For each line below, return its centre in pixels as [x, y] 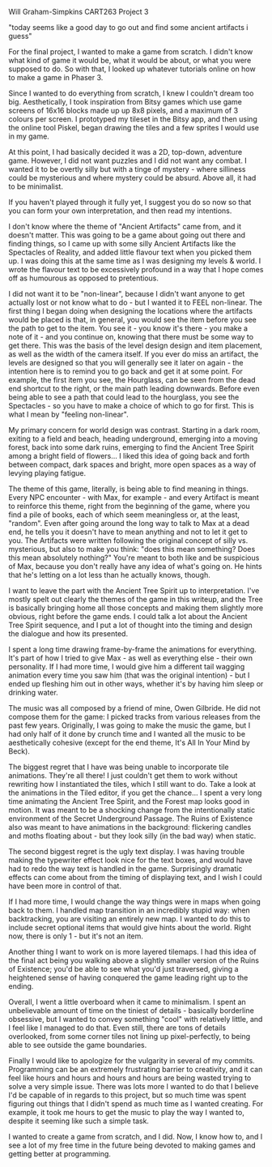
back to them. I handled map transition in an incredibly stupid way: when [130, 910]
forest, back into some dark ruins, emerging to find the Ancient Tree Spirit [131, 447]
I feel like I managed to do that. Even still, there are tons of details [117, 1028]
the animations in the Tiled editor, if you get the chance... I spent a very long [135, 793]
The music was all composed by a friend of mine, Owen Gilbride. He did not [134, 708]
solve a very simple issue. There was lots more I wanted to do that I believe [134, 1086]
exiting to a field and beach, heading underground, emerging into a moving [133, 438]
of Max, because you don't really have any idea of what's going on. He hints [135, 566]
